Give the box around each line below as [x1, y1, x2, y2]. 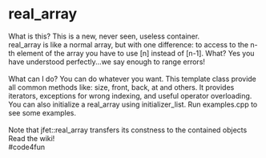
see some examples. [8, 107, 76, 117]
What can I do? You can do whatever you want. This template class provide [8, 74, 256, 83]
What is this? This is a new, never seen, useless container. [8, 31, 200, 41]
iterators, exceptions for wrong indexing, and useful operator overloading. [8, 91, 252, 100]
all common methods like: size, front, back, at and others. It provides [8, 82, 235, 92]
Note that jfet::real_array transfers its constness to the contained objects [8, 125, 248, 135]
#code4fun [8, 142, 46, 152]
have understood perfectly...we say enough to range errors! [8, 57, 206, 67]
